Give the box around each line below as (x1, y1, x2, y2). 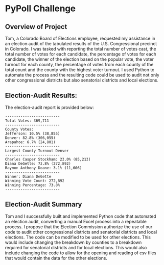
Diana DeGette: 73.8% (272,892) (5, 161, 71, 166)
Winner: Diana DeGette (5, 174, 51, 179)
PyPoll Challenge (5, 3, 76, 14)
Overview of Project (5, 23, 68, 31)
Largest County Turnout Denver (5, 148, 69, 153)
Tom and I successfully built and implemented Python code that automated (5, 213, 157, 219)
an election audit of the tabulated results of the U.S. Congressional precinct (5, 41, 157, 47)
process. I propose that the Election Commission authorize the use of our (5, 224, 153, 230)
